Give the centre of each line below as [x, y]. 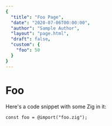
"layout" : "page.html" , [40, 34]
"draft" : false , [31, 39]
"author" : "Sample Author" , [45, 28]
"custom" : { [26, 45]
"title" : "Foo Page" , [37, 17]
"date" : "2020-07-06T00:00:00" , [51, 22]
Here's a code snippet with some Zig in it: [56, 106]
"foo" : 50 [28, 50]
